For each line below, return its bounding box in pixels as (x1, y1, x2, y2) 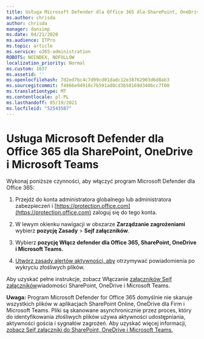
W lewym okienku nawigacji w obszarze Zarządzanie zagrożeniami (15, 221, 185, 228)
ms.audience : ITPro (6, 37, 56, 43)
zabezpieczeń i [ (15, 202, 56, 210)
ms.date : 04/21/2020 (6, 32, 59, 38)
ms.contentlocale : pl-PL (6, 94, 69, 100)
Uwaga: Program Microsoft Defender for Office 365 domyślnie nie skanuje (6, 294, 193, 301)
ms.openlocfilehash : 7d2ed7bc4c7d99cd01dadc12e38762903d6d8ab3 (6, 77, 170, 83)
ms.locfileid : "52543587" (6, 105, 72, 112)
